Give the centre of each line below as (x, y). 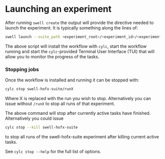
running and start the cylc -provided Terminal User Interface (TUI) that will (80, 51)
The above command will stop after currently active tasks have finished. (78, 113)
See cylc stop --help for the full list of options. (53, 151)
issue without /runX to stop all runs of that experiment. (60, 104)
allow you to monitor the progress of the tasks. (52, 56)
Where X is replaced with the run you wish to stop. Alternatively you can (78, 98)
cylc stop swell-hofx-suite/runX (39, 89)
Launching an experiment (58, 9)
